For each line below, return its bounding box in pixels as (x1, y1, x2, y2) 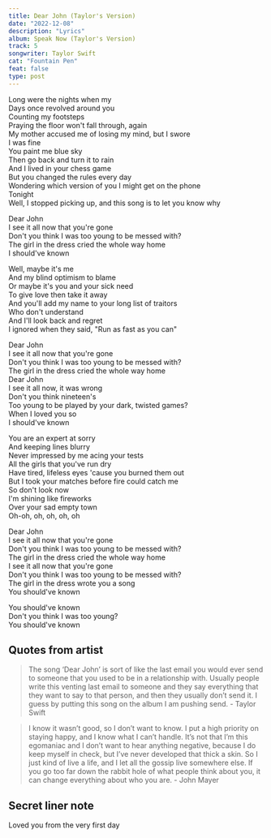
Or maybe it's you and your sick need (8, 281, 134, 290)
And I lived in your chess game (8, 163, 112, 173)
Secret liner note (8, 798, 95, 812)
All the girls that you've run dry (8, 459, 112, 469)
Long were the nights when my (8, 94, 112, 104)
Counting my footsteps (8, 111, 85, 122)
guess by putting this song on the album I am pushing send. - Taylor (28, 699, 256, 709)
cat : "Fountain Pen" (8, 58, 79, 66)
